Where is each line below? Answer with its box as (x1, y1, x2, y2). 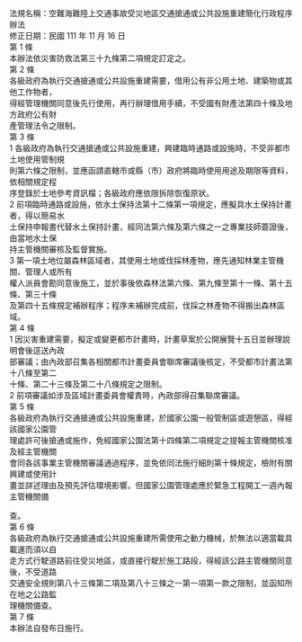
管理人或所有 (24, 266, 73, 277)
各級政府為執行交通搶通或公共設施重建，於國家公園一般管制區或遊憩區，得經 (9, 413, 293, 423)
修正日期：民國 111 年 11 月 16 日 (9, 31, 126, 40)
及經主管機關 (9, 446, 57, 457)
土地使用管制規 (9, 154, 65, 165)
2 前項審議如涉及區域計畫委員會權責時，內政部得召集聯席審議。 (9, 390, 245, 400)
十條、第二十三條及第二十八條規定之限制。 (9, 379, 167, 389)
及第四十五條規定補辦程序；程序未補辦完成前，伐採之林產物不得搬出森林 (9, 300, 277, 310)
